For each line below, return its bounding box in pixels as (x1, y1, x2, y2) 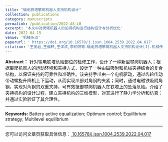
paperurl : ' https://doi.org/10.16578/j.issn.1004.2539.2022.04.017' (5, 40, 153, 45)
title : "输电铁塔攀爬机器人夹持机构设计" (5, 7, 81, 12)
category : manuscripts (5, 16, 52, 21)
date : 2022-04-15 (5, 30, 41, 35)
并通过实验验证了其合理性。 (5, 96, 62, 102)
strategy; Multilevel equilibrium (5, 116, 69, 122)
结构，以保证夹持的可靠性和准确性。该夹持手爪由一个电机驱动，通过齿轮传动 (5, 71, 163, 77)
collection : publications (5, 12, 59, 17)
